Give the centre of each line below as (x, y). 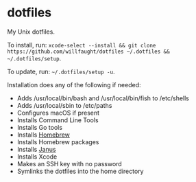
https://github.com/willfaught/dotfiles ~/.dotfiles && (88, 52)
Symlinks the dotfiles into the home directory (80, 171)
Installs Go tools (40, 127)
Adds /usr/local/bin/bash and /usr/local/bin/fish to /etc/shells (103, 98)
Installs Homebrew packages (58, 141)
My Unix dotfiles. (31, 32)
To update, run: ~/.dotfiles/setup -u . (61, 71)
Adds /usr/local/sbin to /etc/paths (64, 105)
